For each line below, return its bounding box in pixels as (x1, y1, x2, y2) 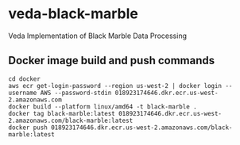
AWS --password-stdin (40, 89, 112, 97)
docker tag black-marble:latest (8, 109, 115, 117)
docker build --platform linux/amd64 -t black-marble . (8, 102, 197, 111)
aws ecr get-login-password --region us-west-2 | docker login (8, 82, 223, 90)
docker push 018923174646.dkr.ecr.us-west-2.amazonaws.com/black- (8, 124, 233, 132)
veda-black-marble (8, 5, 139, 23)
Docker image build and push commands (8, 54, 215, 67)
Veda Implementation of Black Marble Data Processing (8, 31, 187, 40)
